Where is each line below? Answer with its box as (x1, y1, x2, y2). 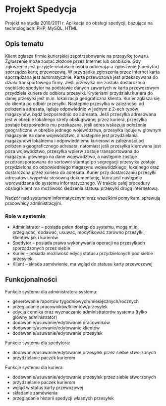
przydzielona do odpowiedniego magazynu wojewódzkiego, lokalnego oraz (5, 164, 160, 170)
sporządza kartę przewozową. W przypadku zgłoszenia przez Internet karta (5, 69, 160, 75)
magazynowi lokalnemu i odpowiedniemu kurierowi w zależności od (5, 137, 144, 143)
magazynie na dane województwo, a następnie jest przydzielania (5, 132, 138, 138)
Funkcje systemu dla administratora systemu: (5, 288, 98, 294)
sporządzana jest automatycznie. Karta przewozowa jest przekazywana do (5, 74, 159, 80)
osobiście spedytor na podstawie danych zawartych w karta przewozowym (5, 85, 160, 91)
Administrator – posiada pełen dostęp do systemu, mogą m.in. (12, 224, 139, 230)
